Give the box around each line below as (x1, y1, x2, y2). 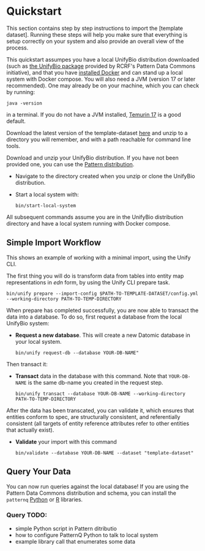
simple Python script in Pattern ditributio (15, 525, 117, 532)
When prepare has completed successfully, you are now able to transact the (6, 306, 199, 314)
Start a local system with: (15, 191, 80, 198)
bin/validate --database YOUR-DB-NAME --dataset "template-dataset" (15, 449, 194, 456)
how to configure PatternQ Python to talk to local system (15, 531, 158, 539)
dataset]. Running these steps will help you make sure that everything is (6, 31, 188, 38)
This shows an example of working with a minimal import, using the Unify (6, 254, 191, 261)
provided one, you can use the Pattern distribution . (6, 160, 135, 168)
